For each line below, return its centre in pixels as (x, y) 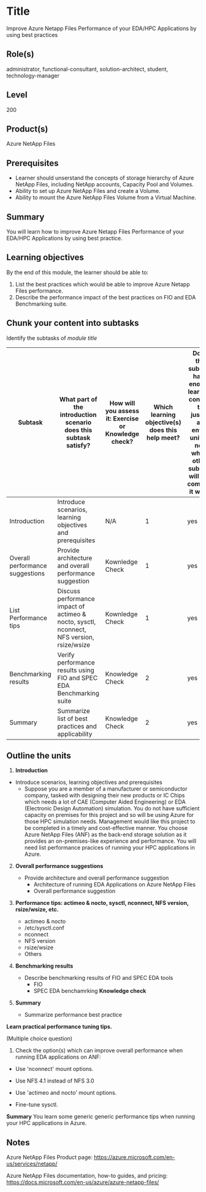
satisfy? (78, 445)
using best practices (32, 34)
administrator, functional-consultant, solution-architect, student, (87, 69)
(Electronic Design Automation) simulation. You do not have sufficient (112, 808)
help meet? (163, 438)
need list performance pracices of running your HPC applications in (109, 848)
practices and (77, 726)
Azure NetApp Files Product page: (50, 1158)
